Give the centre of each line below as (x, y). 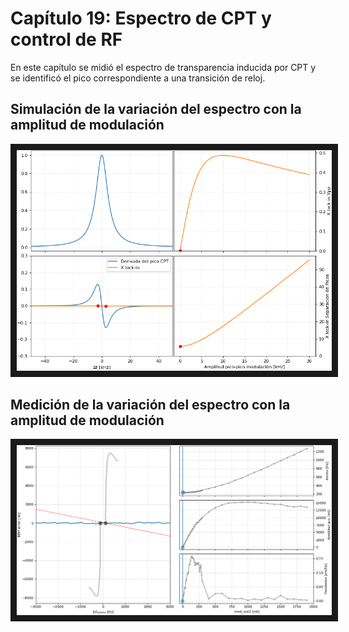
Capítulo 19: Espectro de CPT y (141, 18)
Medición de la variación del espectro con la (150, 404)
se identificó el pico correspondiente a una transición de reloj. (138, 78)
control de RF (66, 39)
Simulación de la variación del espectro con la (156, 109)
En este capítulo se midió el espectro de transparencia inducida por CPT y (163, 67)
